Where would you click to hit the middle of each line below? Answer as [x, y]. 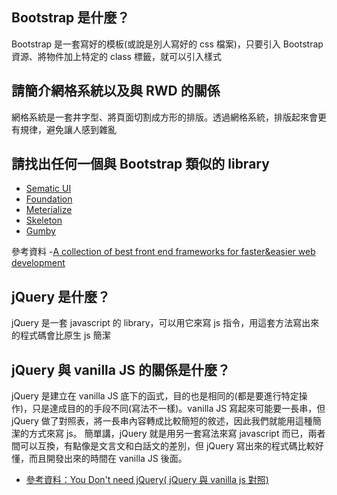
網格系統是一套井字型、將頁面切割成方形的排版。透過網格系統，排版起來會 [164, 117]
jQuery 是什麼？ [61, 296]
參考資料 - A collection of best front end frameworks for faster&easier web [163, 252]
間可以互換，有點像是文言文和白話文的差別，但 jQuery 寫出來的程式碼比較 [163, 446]
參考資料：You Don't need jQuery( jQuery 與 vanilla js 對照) [147, 480]
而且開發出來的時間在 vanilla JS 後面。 [108, 459]
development [38, 263]
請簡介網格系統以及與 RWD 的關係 [116, 91]
